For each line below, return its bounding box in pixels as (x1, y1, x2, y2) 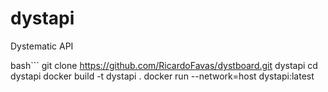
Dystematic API (10, 40, 74, 52)
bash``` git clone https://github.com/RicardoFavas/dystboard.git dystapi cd (10, 59, 318, 71)
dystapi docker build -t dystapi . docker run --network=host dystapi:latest (10, 70, 315, 82)
